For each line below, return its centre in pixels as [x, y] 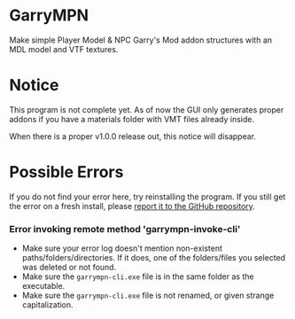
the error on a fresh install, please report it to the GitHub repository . [132, 206]
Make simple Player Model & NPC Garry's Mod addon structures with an [141, 40]
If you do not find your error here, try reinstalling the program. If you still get [147, 197]
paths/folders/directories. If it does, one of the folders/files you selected [154, 258]
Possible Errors [66, 172]
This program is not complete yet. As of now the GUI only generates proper [147, 109]
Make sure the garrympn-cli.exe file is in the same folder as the [138, 276]
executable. [43, 286]
